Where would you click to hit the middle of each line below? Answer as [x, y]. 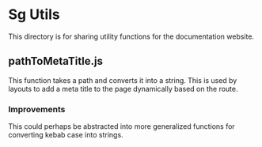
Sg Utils [34, 15]
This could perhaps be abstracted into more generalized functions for [122, 126]
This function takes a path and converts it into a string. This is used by [123, 80]
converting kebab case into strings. [66, 135]
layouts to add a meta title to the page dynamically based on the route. [123, 89]
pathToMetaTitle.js [55, 61]
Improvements [37, 109]
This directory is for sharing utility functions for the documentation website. [131, 36]
